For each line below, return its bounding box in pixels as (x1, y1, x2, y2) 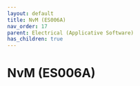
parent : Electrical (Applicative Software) (7, 29, 134, 36)
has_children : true (7, 36, 63, 43)
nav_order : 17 (7, 23, 48, 30)
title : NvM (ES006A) (7, 17, 67, 23)
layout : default (7, 10, 54, 17)
